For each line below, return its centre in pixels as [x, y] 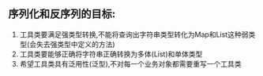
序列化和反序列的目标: [62, 14]
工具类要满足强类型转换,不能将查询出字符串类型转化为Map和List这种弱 [134, 34]
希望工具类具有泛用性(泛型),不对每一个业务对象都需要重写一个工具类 [131, 63]
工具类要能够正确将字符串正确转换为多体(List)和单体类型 [111, 54]
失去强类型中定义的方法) [76, 44]
